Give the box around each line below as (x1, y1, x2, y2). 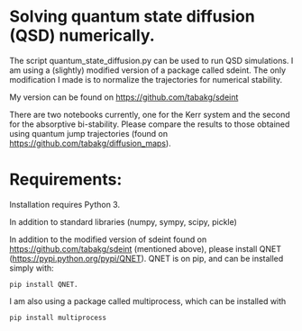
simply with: (9, 263, 54, 273)
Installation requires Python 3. (9, 199, 120, 210)
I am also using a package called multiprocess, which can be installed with (9, 295, 287, 307)
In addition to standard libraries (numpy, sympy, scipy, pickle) (9, 216, 237, 227)
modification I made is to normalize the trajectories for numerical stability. (9, 74, 283, 85)
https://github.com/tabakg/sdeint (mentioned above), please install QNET (9, 243, 282, 254)
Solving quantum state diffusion (9, 6, 255, 27)
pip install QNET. (9, 280, 78, 289)
